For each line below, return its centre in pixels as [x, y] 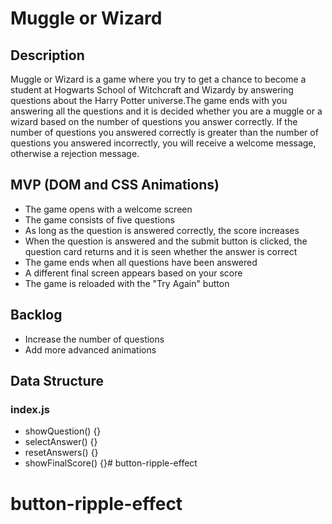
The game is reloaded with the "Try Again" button [127, 283]
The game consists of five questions [99, 219]
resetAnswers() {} [61, 453]
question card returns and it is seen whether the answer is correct [161, 251]
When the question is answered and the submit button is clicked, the [166, 241]
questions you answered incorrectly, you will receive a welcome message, [163, 143]
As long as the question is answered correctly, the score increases [162, 230]
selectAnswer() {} [61, 442]
